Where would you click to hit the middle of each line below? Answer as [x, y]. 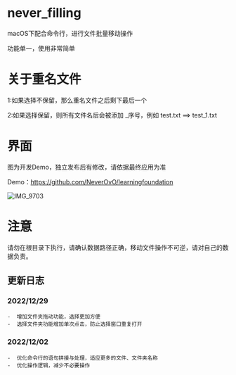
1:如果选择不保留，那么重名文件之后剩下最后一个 [77, 100]
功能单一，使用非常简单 [41, 48]
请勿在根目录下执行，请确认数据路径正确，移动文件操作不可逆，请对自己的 [115, 247]
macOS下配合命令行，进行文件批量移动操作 [70, 33]
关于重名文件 [45, 80]
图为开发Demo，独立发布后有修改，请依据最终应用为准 [87, 167]
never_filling [45, 13]
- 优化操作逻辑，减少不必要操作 [48, 365]
